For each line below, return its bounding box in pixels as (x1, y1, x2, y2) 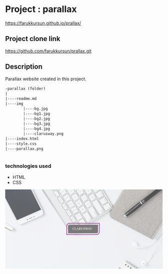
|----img (5, 101, 23, 106)
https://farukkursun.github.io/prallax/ (5, 20, 81, 26)
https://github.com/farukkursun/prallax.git (5, 48, 91, 54)
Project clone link (5, 35, 60, 43)
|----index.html (5, 136, 39, 141)
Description (5, 63, 42, 71)
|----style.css (5, 141, 37, 146)
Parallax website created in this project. (5, 76, 86, 82)
